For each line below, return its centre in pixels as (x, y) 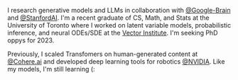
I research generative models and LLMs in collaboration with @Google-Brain (119, 10)
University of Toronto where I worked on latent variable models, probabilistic (119, 25)
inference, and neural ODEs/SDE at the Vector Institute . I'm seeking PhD (113, 33)
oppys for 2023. (31, 40)
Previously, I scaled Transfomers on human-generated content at (103, 54)
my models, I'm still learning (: (51, 69)
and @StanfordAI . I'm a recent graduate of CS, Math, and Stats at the (108, 18)
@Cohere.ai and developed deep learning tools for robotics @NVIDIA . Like (116, 62)
